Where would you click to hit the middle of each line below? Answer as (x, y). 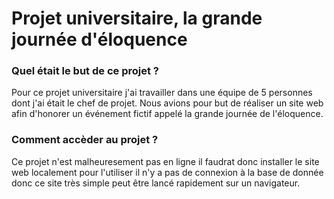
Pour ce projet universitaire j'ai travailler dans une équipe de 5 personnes (162, 93)
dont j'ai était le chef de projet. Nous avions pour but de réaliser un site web (167, 103)
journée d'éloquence (99, 39)
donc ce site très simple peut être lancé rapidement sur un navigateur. (156, 183)
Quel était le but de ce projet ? (85, 71)
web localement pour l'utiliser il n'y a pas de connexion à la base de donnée (167, 172)
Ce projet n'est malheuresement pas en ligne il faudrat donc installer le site (165, 161)
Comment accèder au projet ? (85, 140)
